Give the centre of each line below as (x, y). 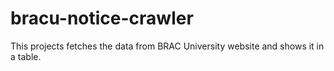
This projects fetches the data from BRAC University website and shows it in (167, 46)
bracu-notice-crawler (102, 18)
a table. (26, 56)
